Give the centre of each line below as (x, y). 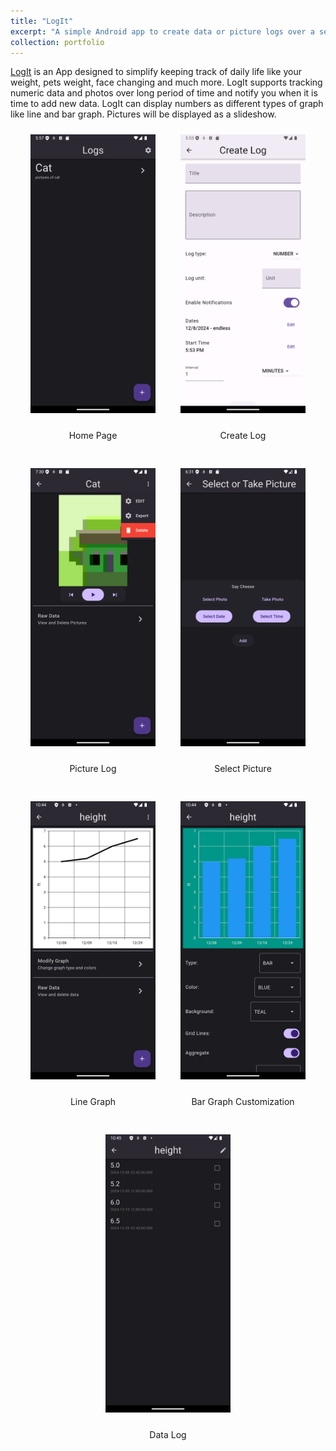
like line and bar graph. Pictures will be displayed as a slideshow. (143, 114)
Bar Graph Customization (243, 1101)
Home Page (93, 435)
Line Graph (93, 1101)
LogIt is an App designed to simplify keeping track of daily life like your (156, 72)
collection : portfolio (57, 42)
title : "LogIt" (42, 21)
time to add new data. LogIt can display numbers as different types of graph (167, 104)
